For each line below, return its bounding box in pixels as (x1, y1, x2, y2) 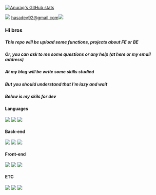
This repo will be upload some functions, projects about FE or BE (5, 39, 139, 45)
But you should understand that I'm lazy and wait (5, 81, 108, 87)
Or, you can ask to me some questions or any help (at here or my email (5, 51, 151, 57)
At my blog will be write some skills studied (5, 69, 94, 75)
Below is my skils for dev (5, 93, 57, 100)
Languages (5, 106, 28, 112)
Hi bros (5, 27, 23, 34)
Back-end (5, 129, 25, 134)
